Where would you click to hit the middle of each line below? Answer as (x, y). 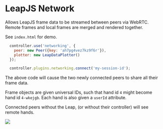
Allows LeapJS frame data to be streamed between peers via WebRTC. (77, 22)
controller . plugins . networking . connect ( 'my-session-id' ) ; (70, 68)
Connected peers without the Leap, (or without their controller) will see (77, 107)
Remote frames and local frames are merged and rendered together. (74, 27)
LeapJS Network (40, 9)
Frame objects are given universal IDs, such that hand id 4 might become (79, 92)
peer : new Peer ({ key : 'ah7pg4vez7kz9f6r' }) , (60, 50)
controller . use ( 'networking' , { (43, 46)
